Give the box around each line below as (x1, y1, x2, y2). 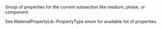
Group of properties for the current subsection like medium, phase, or (5, 4, 145, 10)
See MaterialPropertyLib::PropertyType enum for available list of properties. (5, 19, 158, 24)
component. (5, 9, 29, 15)
